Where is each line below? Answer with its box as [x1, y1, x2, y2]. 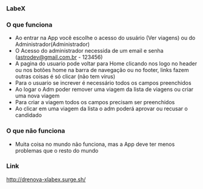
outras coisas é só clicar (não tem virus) [15, 73, 116, 80]
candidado [15, 111, 42, 119]
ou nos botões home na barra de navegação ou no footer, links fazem [15, 67, 189, 74]
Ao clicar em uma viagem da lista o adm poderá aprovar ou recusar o [15, 105, 188, 113]
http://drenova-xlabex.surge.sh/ [6, 176, 86, 183]
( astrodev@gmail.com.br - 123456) [15, 53, 103, 61]
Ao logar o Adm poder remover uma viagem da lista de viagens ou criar [15, 86, 194, 93]
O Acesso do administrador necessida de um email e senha [15, 47, 164, 55]
